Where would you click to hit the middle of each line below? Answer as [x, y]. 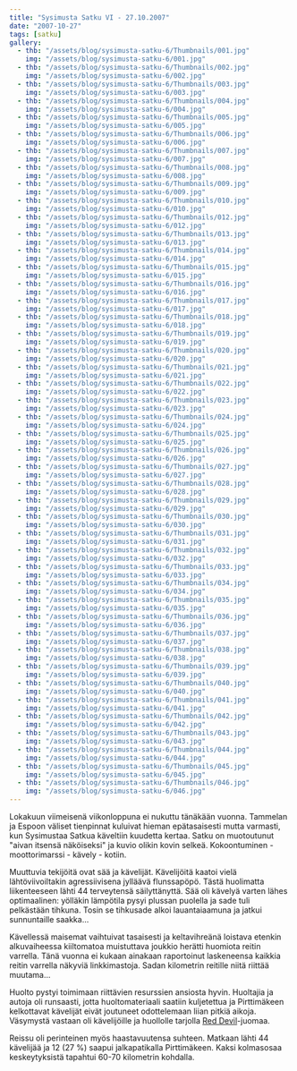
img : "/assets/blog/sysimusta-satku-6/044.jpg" [115, 758]
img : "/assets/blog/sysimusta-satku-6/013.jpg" [115, 242]
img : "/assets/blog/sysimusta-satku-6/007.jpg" [115, 159]
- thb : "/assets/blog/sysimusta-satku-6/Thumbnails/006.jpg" [134, 134]
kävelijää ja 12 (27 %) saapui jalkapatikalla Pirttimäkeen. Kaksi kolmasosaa [146, 1047]
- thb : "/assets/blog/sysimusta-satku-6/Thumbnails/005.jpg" [134, 117]
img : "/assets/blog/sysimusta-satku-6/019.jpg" [115, 342]
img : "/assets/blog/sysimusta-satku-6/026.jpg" [115, 459]
